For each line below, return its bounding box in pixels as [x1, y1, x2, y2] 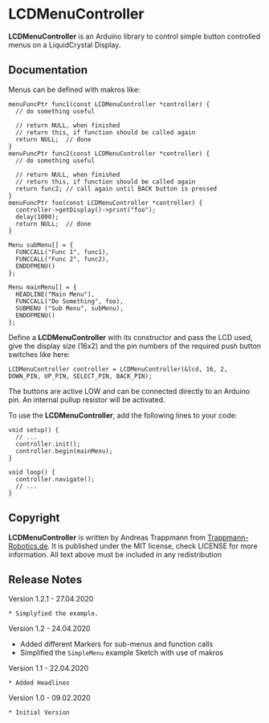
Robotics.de [8, 540, 48, 551]
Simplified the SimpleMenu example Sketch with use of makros [19, 648, 223, 658]
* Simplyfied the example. [8, 610, 99, 618]
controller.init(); [15, 440, 81, 448]
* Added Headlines [8, 679, 70, 688]
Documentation [8, 64, 88, 77]
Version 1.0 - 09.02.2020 [8, 693, 91, 703]
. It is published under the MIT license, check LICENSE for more [47, 540, 259, 551]
